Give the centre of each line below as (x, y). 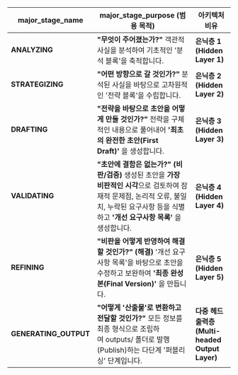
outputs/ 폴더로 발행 (137, 339)
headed (208, 340)
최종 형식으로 (118, 329)
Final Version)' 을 (135, 284)
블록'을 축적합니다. (135, 61)
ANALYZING (32, 50)
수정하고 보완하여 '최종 (132, 273)
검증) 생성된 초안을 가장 (143, 175)
